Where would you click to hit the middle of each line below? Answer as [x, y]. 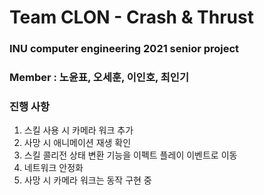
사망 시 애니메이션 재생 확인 [77, 143]
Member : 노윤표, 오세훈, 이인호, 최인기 [99, 78]
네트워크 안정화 [53, 168]
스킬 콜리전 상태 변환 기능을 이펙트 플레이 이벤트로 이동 [130, 155]
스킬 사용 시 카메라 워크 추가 [78, 130]
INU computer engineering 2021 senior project [124, 49]
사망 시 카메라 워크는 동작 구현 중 [87, 180]
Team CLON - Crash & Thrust [131, 17]
